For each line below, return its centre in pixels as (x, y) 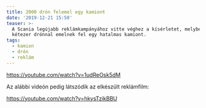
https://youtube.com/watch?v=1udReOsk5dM (63, 74)
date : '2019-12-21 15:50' (39, 18)
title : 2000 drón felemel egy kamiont (56, 12)
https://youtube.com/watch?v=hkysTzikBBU (62, 98)
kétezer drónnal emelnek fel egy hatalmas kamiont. (79, 35)
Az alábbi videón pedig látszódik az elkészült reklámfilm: (78, 87)
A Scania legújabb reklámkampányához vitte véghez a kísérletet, (97, 29)
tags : (13, 40)
